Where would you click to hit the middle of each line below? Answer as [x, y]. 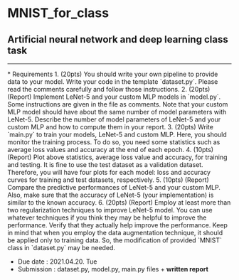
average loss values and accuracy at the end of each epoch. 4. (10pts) [111, 150]
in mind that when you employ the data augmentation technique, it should [115, 233]
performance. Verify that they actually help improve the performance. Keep [117, 225]
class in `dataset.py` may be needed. [62, 248]
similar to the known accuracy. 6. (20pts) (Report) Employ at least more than [119, 203]
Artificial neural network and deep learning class [118, 39]
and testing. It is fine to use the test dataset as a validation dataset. [106, 165]
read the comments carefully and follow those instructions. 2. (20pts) [109, 89]
